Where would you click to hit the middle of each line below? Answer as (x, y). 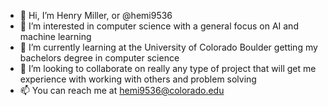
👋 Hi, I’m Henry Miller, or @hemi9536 (96, 15)
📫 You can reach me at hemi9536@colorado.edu (122, 90)
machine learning (55, 36)
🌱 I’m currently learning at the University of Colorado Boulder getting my (168, 47)
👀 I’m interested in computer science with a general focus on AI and (159, 26)
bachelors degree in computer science (99, 58)
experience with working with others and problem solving (138, 79)
